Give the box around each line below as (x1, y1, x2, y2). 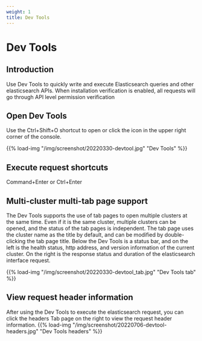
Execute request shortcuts (6, 162, 109, 173)
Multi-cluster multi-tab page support (6, 196, 148, 206)
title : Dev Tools (6, 14, 50, 21)
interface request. (6, 257, 51, 264)
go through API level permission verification (6, 93, 115, 100)
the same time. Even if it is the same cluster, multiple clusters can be (6, 218, 177, 225)
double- (165, 231, 185, 238)
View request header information (6, 292, 134, 302)
